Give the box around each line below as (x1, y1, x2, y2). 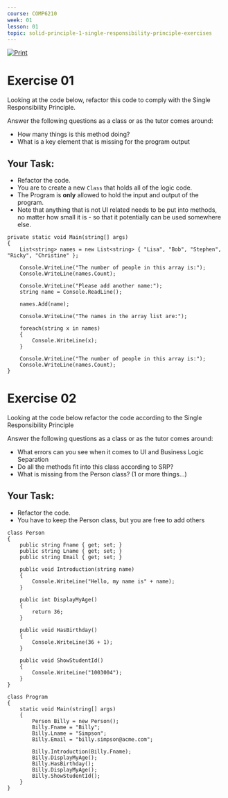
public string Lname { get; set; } (19, 547, 123, 554)
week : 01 (7, 17, 33, 24)
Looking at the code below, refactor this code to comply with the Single (7, 96, 211, 104)
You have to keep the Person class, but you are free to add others (17, 515, 205, 524)
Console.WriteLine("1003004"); (32, 669, 123, 676)
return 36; (32, 608, 64, 615)
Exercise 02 (7, 390, 77, 406)
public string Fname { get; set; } (19, 541, 123, 549)
